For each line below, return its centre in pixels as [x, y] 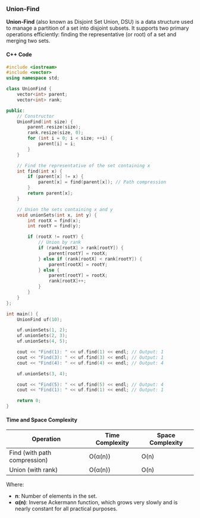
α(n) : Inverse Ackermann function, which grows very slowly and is [96, 503]
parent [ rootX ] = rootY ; [78, 264]
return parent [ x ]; [50, 193]
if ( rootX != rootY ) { [56, 237]
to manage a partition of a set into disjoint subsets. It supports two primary [98, 28]
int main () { [22, 314]
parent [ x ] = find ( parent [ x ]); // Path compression [102, 182]
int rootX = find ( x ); [54, 221]
